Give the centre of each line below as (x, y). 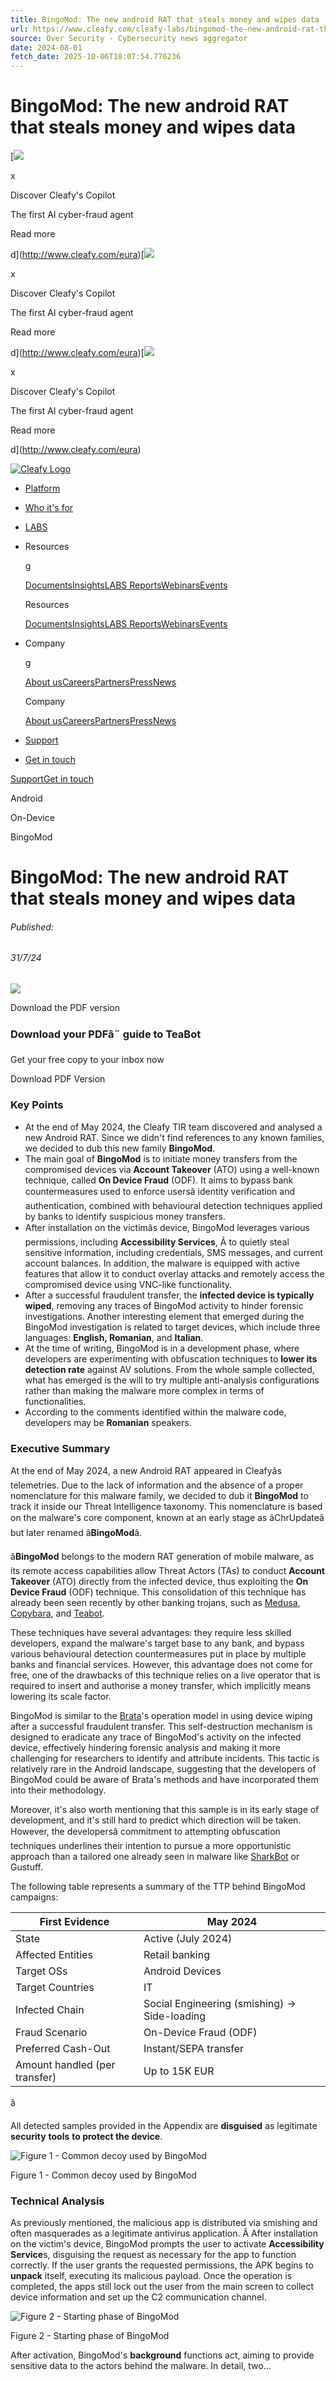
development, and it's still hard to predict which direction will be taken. (156, 1820)
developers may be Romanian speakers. (108, 1422)
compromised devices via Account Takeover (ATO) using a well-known (172, 1169)
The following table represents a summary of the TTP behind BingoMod (158, 1886)
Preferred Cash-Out (63, 2048)
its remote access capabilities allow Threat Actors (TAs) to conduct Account (167, 1570)
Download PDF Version (58, 1079)
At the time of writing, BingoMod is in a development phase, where (162, 1348)
